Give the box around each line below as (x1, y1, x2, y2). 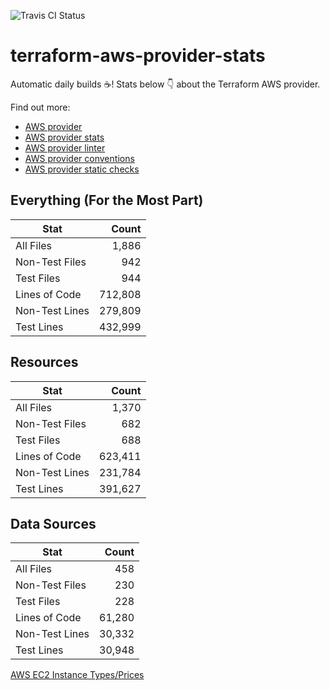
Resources (10, 354, 79, 371)
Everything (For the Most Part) (10, 192, 204, 209)
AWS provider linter (24, 141, 106, 154)
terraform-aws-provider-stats (10, 45, 266, 67)
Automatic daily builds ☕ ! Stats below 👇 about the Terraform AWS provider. (10, 78, 321, 90)
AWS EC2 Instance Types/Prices (10, 669, 145, 681)
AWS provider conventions (24, 152, 135, 164)
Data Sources (10, 515, 97, 532)
